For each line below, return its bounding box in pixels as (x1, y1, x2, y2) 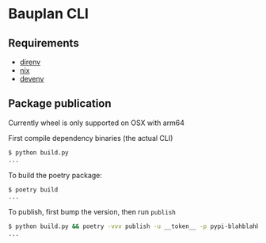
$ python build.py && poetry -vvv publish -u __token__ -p (8, 222, 207, 230)
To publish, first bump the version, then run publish (8, 207, 177, 217)
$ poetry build (8, 185, 59, 194)
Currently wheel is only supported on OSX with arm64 (8, 118, 184, 127)
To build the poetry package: (8, 170, 103, 180)
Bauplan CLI (8, 5, 89, 23)
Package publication (8, 97, 112, 111)
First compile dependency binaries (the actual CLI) (8, 133, 173, 142)
